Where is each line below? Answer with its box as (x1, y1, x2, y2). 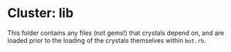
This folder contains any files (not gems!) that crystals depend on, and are (7, 28, 225, 37)
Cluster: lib (7, 5, 74, 21)
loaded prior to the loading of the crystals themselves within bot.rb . (7, 36, 206, 44)
